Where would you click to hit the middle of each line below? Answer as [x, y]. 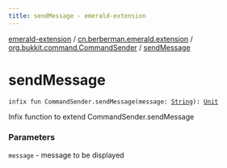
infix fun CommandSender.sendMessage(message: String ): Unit [113, 102]
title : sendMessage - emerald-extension [78, 16]
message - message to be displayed [66, 155]
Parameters [32, 137]
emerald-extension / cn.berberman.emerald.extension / [101, 39]
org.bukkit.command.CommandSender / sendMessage [100, 47]
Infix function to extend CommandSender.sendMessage [101, 116]
